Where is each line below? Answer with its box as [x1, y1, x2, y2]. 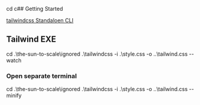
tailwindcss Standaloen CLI [6, 17, 73, 24]
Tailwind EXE [6, 34, 56, 45]
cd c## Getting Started [6, 5, 63, 12]
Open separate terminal [6, 72, 77, 80]
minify [6, 92, 22, 99]
